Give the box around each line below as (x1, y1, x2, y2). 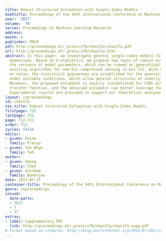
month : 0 (5, 35, 23, 40)
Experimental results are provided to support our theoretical (9, 90, 142, 95)
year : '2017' (5, 16, 32, 21)
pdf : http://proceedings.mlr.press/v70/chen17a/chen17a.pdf (5, 44, 132, 49)
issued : (5, 191, 21, 196)
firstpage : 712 (5, 108, 37, 114)
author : (5, 154, 21, 159)
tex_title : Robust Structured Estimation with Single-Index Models (5, 104, 147, 109)
